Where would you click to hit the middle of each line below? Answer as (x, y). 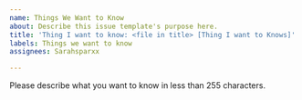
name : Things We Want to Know (67, 18)
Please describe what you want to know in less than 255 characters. (138, 85)
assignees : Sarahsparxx (55, 52)
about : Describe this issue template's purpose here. (114, 26)
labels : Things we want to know (71, 43)
